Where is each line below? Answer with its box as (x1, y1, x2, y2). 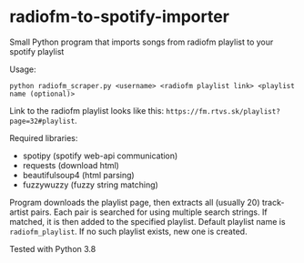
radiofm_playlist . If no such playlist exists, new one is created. (9, 226, 248, 237)
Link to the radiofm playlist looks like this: (9, 105, 165, 116)
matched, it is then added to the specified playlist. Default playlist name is (9, 216, 286, 227)
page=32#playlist (9, 116, 76, 126)
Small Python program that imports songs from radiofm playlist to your (9, 36, 274, 47)
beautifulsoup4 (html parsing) (22, 169, 135, 180)
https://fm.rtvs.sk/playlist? (166, 106, 280, 116)
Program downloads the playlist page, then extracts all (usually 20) (9, 197, 261, 207)
